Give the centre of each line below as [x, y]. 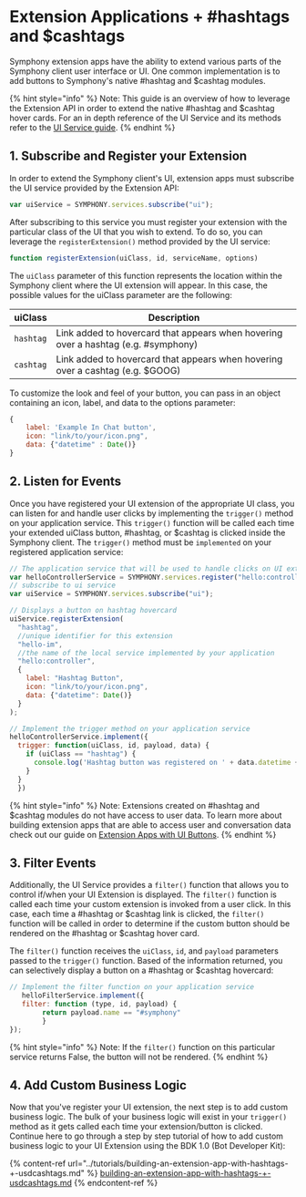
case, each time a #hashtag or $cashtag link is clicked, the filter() [137, 914]
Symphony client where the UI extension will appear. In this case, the [139, 285]
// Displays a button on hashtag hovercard [93, 611]
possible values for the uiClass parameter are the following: [121, 294]
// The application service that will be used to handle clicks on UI [146, 568]
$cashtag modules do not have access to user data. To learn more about [146, 815]
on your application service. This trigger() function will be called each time [152, 522]
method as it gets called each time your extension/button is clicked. [136, 1127]
